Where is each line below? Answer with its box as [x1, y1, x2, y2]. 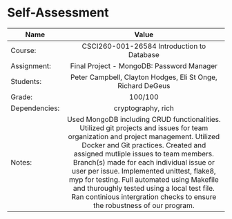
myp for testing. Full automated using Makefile [68, 174, 219, 184]
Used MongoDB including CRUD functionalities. [66, 114, 221, 124]
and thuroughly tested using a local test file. [72, 183, 215, 193]
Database [128, 50, 160, 59]
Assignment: [10, 61, 52, 70]
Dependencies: [10, 103, 60, 113]
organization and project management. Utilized [68, 132, 220, 141]
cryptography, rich [113, 103, 175, 113]
